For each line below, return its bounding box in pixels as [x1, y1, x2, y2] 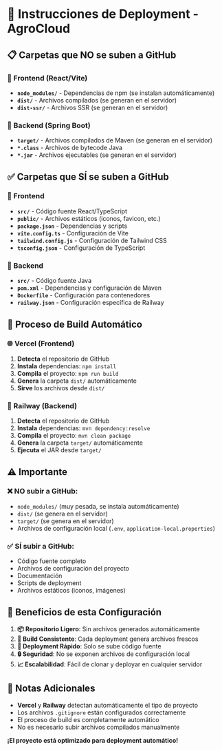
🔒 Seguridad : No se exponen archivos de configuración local [16, 650, 190, 658]
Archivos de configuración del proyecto [16, 564, 129, 573]
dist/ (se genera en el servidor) [16, 509, 108, 518]
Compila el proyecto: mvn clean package [16, 432, 131, 440]
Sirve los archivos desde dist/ [16, 383, 105, 392]
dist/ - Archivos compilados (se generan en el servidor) [16, 96, 177, 104]
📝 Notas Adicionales [7, 683, 96, 695]
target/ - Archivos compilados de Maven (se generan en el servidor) [16, 136, 213, 145]
